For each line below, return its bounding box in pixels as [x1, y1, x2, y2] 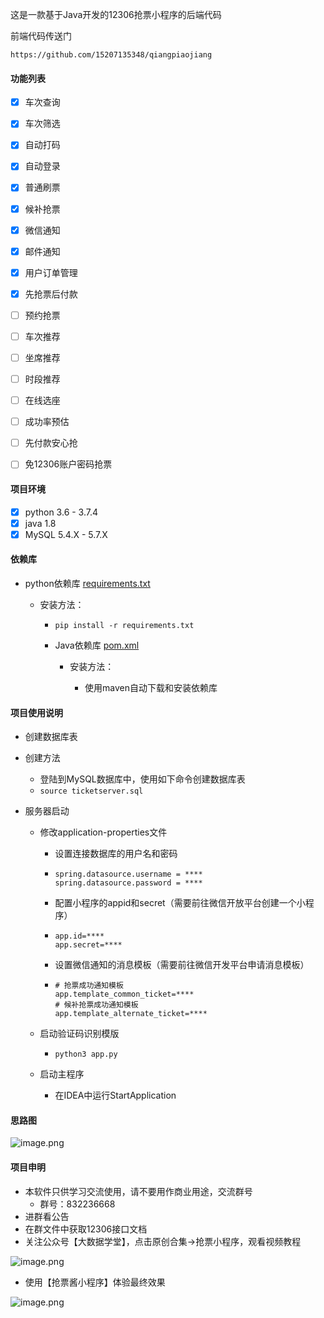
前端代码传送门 [10, 30, 72, 42]
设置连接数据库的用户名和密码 [54, 848, 178, 860]
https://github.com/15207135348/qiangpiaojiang [10, 50, 213, 60]
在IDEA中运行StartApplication [54, 1089, 177, 1102]
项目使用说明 [10, 706, 63, 718]
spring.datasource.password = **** [54, 878, 203, 888]
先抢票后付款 [24, 288, 78, 300]
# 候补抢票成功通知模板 [54, 1000, 139, 1010]
